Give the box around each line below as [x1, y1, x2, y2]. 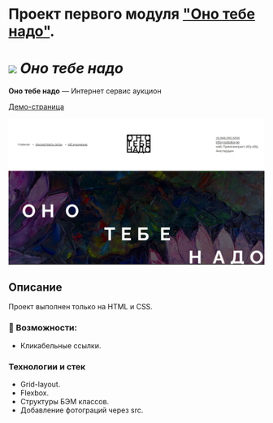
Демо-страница [8, 102, 65, 112]
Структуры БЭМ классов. [19, 396, 110, 406]
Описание [8, 280, 63, 294]
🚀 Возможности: [8, 322, 78, 334]
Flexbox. [19, 387, 50, 398]
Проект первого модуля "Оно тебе [8, 5, 256, 24]
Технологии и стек [8, 360, 86, 372]
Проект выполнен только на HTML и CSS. [8, 302, 153, 312]
